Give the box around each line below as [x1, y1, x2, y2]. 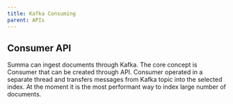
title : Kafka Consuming [7, 10, 77, 17]
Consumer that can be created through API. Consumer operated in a [7, 68, 203, 76]
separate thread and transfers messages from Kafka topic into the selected [7, 76, 223, 84]
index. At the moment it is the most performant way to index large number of [7, 83, 227, 91]
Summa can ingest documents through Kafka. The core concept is [7, 60, 198, 69]
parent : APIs [7, 17, 45, 24]
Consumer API [7, 42, 72, 54]
